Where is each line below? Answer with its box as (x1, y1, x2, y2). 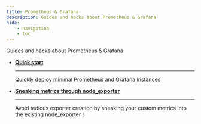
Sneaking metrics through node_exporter (14, 88, 120, 95)
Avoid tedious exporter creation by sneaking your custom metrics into (14, 105, 187, 112)
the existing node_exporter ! (14, 111, 84, 118)
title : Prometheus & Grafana (6, 8, 79, 15)
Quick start (14, 59, 44, 66)
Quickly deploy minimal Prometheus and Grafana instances (14, 76, 161, 83)
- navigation (17, 25, 50, 32)
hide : (6, 20, 20, 26)
